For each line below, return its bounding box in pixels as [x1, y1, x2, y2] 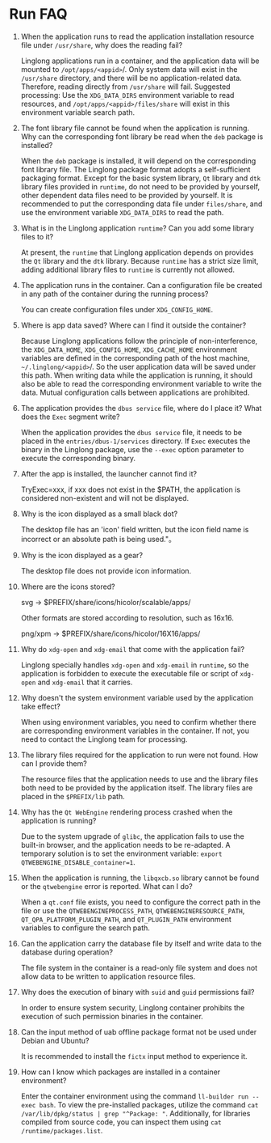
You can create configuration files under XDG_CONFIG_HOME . [20, 304, 213, 314]
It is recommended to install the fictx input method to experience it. [20, 1051, 248, 1060]
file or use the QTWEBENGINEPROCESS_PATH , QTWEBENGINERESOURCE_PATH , [20, 905, 245, 915]
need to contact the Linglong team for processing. [20, 734, 188, 744]
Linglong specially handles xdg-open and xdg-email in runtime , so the [20, 660, 249, 670]
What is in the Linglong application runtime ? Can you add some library [20, 223, 255, 233]
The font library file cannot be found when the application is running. [20, 123, 249, 133]
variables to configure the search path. [20, 923, 150, 933]
